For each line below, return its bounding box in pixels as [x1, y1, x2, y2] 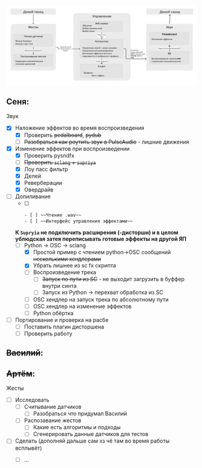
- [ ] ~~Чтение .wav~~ [24, 212, 82, 218]
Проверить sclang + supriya [24, 158, 96, 165]
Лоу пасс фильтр [24, 165, 68, 173]
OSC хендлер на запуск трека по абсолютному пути [33, 296, 169, 303]
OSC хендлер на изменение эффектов [33, 303, 132, 310]
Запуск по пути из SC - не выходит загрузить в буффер [42, 275, 185, 283]
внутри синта [42, 282, 77, 290]
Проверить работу [24, 330, 73, 337]
